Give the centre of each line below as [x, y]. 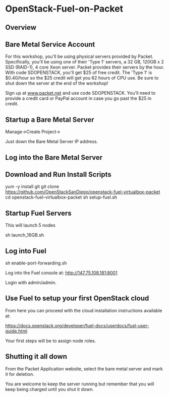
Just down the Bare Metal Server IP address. [52, 142]
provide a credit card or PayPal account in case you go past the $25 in [78, 98]
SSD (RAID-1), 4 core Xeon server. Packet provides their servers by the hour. [85, 67]
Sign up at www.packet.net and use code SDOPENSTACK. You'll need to [80, 93]
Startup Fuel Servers [38, 213]
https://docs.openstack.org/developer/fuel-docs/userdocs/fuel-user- [77, 325]
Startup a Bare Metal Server [50, 120]
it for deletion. [20, 374]
